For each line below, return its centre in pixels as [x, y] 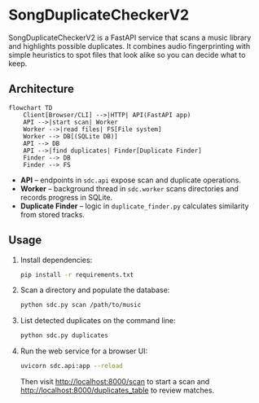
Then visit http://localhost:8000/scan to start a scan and [115, 382]
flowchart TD [31, 107]
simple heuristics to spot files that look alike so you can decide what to [127, 55]
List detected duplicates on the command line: [98, 321]
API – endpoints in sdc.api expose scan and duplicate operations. [131, 180]
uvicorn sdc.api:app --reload [72, 366]
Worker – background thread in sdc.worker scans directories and [129, 188]
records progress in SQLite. [66, 197]
